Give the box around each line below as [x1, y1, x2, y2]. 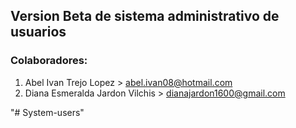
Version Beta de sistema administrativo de [10, 8, 280, 25]
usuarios [10, 24, 67, 41]
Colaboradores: [10, 54, 88, 68]
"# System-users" [10, 106, 85, 118]
